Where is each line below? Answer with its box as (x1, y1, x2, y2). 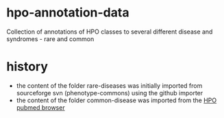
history (6, 59, 49, 75)
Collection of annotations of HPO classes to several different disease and (6, 27, 213, 36)
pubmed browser (16, 103, 66, 111)
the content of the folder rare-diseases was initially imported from (16, 81, 203, 90)
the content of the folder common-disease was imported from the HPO (16, 96, 217, 104)
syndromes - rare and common (6, 34, 95, 43)
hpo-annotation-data (6, 5, 129, 21)
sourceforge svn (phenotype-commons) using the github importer (16, 88, 203, 97)
